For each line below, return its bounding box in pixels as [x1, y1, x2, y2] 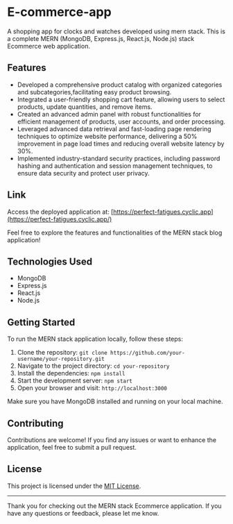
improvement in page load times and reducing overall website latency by [17, 140, 225, 148]
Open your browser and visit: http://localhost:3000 [17, 384, 168, 392]
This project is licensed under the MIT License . [7, 482, 141, 490]
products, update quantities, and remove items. [17, 102, 153, 111]
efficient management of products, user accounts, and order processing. [17, 117, 225, 126]
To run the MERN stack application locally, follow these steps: [7, 335, 184, 344]
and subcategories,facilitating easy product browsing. [17, 87, 172, 96]
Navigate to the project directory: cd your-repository [17, 362, 170, 370]
